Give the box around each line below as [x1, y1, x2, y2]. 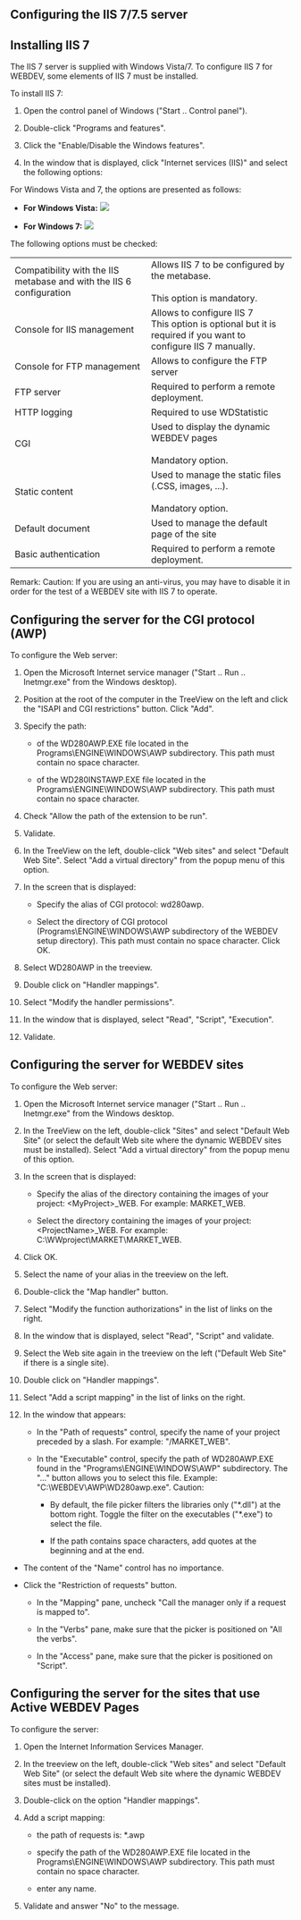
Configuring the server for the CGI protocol [10, 612, 255, 627]
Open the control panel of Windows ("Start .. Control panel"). [22, 106, 248, 116]
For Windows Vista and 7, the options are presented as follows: [10, 184, 242, 195]
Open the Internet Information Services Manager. [22, 1741, 205, 1752]
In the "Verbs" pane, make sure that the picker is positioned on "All [36, 1623, 282, 1635]
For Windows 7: [22, 221, 83, 232]
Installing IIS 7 [10, 38, 90, 53]
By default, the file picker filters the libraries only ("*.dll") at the [49, 1499, 281, 1510]
